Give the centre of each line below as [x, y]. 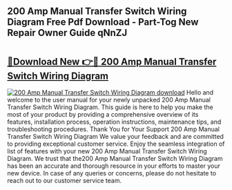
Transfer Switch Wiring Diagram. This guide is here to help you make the [110, 107]
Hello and [200, 92]
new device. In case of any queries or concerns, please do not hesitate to [112, 173]
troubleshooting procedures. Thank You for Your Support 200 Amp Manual [113, 129]
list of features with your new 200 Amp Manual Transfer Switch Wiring [107, 151]
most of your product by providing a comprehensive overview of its [103, 114]
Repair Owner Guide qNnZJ [67, 33]
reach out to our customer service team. [65, 180]
